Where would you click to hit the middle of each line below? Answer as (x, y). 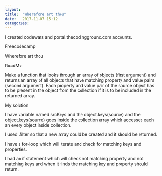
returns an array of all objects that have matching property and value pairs (80, 80)
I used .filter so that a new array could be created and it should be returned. (81, 134)
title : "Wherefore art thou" (36, 14)
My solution (17, 105)
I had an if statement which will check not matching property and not (74, 159)
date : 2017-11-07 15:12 (31, 19)
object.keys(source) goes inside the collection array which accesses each (80, 120)
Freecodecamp (20, 46)
